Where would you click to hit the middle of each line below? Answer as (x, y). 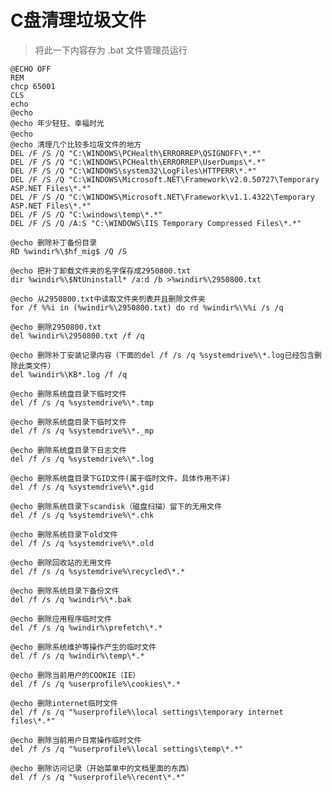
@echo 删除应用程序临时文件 (61, 619)
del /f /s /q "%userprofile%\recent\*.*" (98, 777)
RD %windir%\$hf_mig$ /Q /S (69, 251)
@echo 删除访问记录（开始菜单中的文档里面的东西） (102, 768)
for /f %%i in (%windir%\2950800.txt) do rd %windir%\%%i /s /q (147, 307)
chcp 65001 (33, 86)
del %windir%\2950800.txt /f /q (77, 336)
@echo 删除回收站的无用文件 (61, 562)
